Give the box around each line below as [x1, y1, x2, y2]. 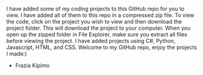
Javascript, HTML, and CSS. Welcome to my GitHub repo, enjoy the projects [6, 44, 198, 51]
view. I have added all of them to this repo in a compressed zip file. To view [6, 11, 194, 19]
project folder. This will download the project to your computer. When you [6, 24, 191, 31]
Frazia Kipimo [15, 62, 50, 69]
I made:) [6, 50, 27, 57]
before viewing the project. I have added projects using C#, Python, [6, 37, 176, 44]
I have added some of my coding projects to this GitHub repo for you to [6, 5, 185, 12]
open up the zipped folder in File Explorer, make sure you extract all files [6, 31, 187, 38]
